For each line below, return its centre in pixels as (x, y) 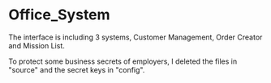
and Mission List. (37, 45)
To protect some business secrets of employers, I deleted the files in (123, 61)
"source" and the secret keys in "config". (77, 69)
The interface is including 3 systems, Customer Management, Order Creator (135, 37)
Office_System (60, 15)
